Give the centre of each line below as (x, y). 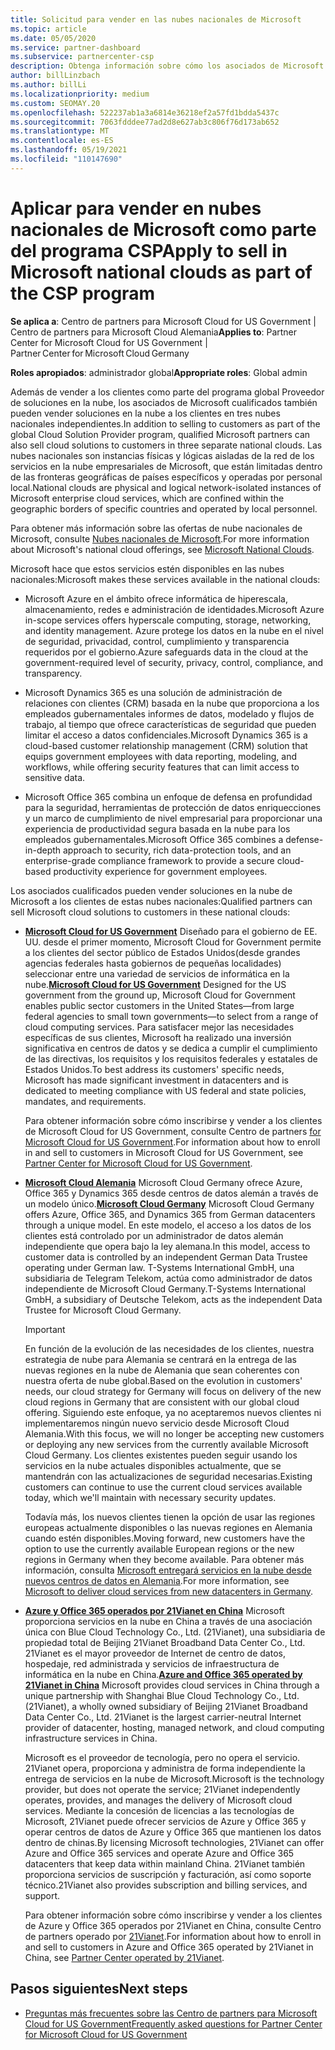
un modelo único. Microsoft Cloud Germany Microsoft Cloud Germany (169, 1203)
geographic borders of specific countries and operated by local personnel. (164, 508)
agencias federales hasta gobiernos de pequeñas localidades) (153, 963)
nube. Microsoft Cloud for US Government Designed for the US (155, 984)
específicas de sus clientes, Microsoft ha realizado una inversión (158, 1037)
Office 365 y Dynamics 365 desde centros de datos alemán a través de (171, 1193)
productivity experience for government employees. (160, 871)
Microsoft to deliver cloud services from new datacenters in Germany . (169, 1591)
